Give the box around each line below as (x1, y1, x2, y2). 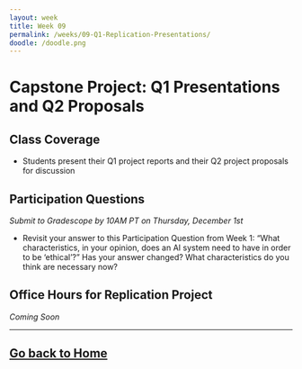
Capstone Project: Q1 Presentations (9, 77, 280, 97)
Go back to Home (9, 346, 108, 361)
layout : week (9, 13, 58, 22)
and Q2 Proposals (9, 96, 146, 117)
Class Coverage (9, 131, 101, 147)
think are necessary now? (22, 262, 119, 273)
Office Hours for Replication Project (9, 287, 213, 302)
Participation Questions (9, 191, 146, 207)
